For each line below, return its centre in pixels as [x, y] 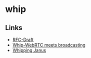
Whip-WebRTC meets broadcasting [49, 45]
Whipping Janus [29, 50]
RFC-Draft [23, 39]
